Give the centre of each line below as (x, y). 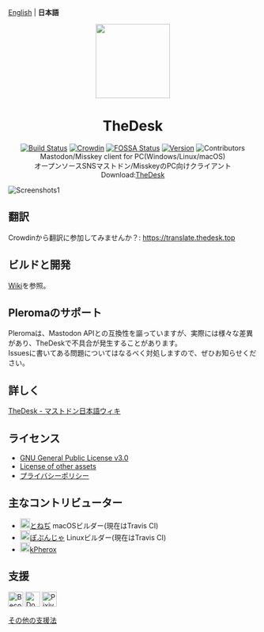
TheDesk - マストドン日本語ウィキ (64, 411)
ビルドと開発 (40, 265)
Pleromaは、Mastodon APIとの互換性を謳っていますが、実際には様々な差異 (131, 333)
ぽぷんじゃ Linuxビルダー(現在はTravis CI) (98, 537)
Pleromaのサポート (55, 312)
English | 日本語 (34, 12)
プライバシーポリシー (54, 476)
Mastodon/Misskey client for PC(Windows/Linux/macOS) (133, 156)
